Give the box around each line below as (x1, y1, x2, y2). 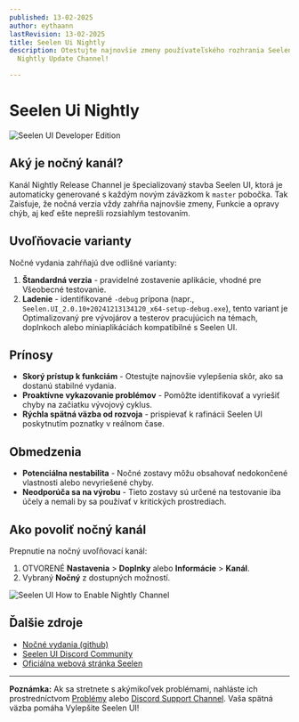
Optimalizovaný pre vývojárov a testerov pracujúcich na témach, (21, 312, 258, 323)
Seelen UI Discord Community (21, 648, 133, 659)
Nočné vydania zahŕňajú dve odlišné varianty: (9, 257, 177, 268)
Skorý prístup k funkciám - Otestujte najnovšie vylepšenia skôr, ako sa (21, 371, 284, 382)
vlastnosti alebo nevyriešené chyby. (21, 477, 154, 488)
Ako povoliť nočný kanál (9, 522, 147, 537)
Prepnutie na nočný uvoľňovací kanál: (9, 546, 148, 556)
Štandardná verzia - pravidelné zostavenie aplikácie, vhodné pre (21, 274, 262, 285)
